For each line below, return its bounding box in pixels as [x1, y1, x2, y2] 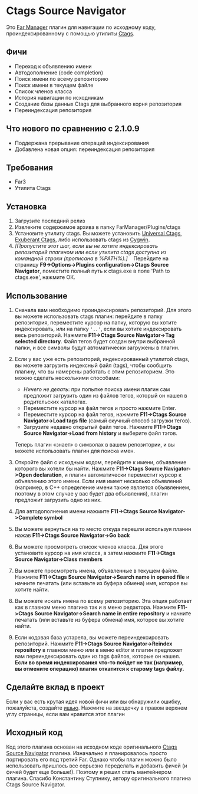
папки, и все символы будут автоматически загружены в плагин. [14, 344, 180, 351]
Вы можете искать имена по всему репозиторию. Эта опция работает [14, 598, 192, 604]
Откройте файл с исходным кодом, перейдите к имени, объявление [14, 459, 187, 465]
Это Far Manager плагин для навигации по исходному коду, [6, 24, 156, 31]
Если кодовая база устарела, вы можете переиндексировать [14, 634, 169, 641]
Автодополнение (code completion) [14, 69, 104, 76]
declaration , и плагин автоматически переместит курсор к [33, 471, 181, 478]
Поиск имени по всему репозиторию [14, 75, 108, 82]
